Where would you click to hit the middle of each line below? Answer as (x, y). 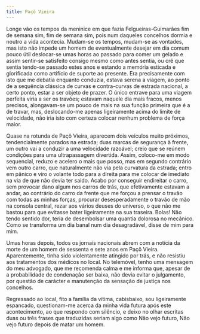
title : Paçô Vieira (30, 12)
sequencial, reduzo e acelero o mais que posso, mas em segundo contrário (99, 161)
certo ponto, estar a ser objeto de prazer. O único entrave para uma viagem (99, 92)
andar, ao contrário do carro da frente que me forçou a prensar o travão (95, 193)
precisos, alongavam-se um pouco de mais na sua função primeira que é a (98, 105)
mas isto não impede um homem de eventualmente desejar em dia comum (98, 48)
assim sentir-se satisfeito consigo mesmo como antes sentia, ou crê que (95, 60)
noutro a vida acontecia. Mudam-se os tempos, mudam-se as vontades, (95, 41)
